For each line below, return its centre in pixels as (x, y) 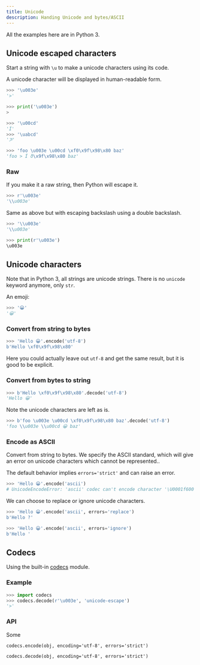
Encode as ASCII (31, 442)
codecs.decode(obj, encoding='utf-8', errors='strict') (77, 656)
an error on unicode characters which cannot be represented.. (83, 461)
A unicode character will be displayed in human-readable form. (84, 79)
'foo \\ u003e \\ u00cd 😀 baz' (43, 427)
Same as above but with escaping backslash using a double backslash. (94, 213)
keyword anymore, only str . (41, 285)
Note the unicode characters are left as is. (58, 410)
